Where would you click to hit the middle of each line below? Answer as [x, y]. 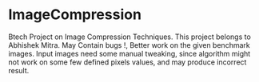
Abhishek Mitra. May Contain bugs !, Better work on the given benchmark [129, 45]
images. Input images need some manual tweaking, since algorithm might [129, 53]
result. [19, 70]
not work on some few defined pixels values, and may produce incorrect [128, 62]
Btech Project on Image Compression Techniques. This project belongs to [130, 37]
